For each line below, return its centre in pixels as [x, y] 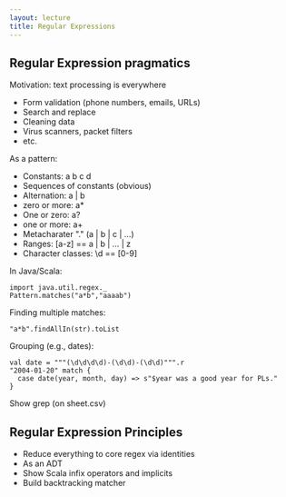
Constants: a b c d [57, 176]
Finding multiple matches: [58, 313]
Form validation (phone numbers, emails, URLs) [112, 103]
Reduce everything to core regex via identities [108, 454]
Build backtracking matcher [74, 483]
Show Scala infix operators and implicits [98, 473]
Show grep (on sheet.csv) [58, 403]
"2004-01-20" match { [50, 371]
